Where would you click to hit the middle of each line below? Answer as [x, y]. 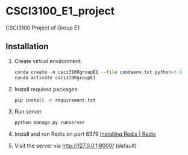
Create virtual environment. [48, 61]
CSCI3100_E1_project [60, 11]
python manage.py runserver [49, 123]
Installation [27, 47]
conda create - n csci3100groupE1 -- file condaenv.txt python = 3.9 [98, 72]
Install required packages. [46, 89]
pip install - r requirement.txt [55, 100]
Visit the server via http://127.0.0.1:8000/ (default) [75, 146]
